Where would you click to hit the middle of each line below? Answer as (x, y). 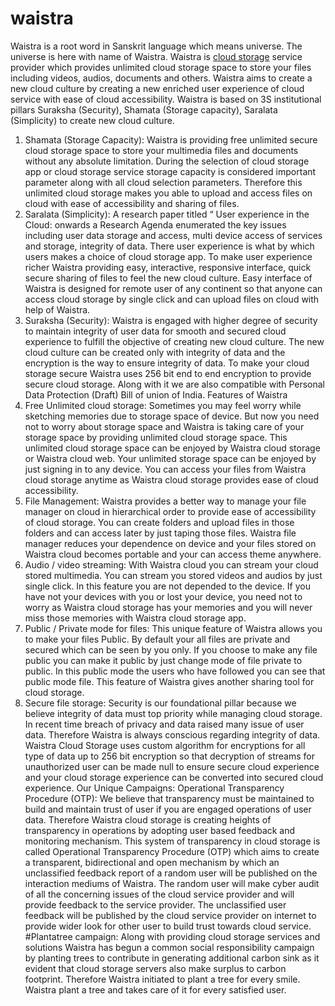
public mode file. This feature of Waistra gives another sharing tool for (169, 681)
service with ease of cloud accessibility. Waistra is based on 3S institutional (166, 99)
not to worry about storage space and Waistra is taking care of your (164, 426)
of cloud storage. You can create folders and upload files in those (159, 522)
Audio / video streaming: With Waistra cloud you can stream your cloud (171, 564)
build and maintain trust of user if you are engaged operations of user (168, 809)
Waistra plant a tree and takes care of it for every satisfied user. (155, 989)
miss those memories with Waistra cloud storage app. (135, 618)
